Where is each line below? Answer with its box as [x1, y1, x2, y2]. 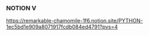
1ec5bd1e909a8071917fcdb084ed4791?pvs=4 [6, 23, 118, 30]
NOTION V [6, 4, 37, 12]
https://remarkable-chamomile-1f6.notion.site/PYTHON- [6, 17, 143, 24]
